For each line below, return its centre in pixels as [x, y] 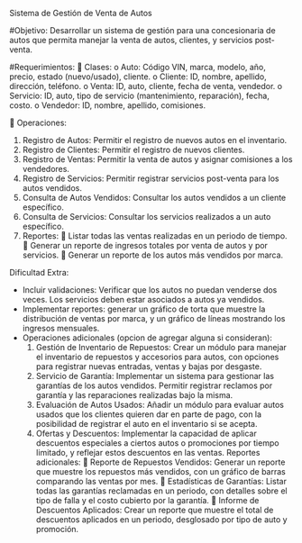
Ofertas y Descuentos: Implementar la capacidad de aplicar [146, 433]
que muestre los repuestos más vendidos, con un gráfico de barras [160, 471]
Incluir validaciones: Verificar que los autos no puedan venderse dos [150, 290]
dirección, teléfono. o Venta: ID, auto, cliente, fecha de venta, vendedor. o [146, 86]
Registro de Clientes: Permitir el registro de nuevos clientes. [133, 149]
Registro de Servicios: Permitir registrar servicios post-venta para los [151, 178]
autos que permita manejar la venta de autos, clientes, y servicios [131, 40]
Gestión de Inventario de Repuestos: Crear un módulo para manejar [161, 347]
